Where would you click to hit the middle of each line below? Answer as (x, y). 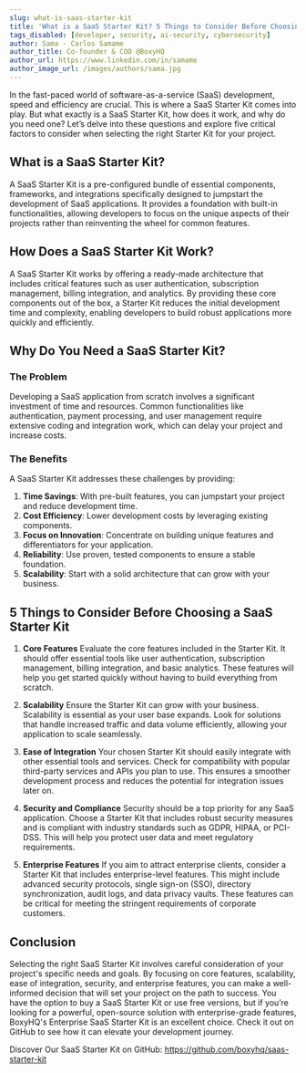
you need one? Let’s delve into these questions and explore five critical (143, 123)
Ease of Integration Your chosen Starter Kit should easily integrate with (157, 752)
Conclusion (43, 942)
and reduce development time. (80, 506)
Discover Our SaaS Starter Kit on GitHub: (86, 1049)
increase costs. (38, 435)
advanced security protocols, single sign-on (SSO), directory (137, 884)
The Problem (39, 377)
